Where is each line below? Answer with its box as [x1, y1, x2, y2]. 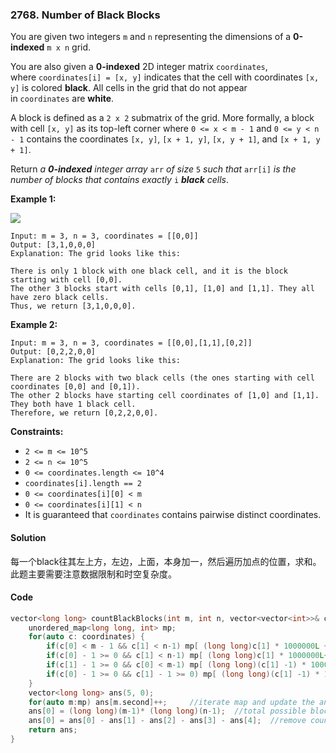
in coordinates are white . [10, 93, 115, 105]
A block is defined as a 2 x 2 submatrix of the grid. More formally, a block [10, 112, 315, 124]
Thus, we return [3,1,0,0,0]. [10, 301, 137, 312]
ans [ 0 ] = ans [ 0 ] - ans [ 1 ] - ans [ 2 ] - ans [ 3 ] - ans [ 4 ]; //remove [28, 716, 307, 726]
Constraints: [10, 426, 64, 438]
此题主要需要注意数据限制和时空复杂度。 [10, 568, 177, 580]
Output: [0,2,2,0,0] [10, 347, 97, 357]
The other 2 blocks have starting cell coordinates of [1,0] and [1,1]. [10, 391, 320, 401]
